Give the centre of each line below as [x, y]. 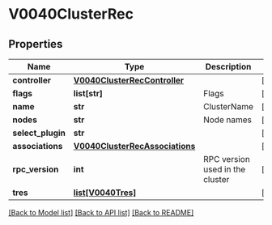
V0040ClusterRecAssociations [134, 146]
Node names [228, 120]
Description [228, 67]
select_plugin [39, 133]
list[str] [88, 93]
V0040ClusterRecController [129, 80]
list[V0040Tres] [105, 193]
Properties [36, 44]
